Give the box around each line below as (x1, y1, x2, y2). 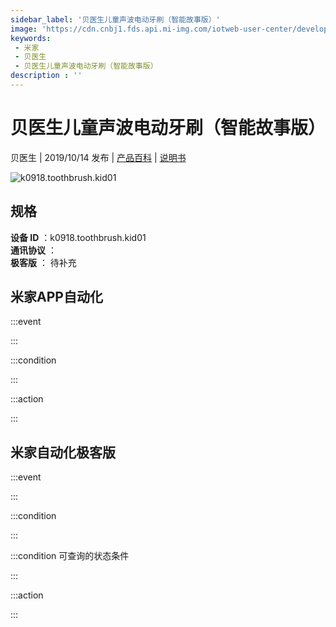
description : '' (10, 71, 83, 81)
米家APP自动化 (10, 289, 103, 306)
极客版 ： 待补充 (10, 256, 77, 268)
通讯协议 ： (10, 244, 57, 256)
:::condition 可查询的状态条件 (10, 550, 130, 562)
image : (10, 24, 38, 34)
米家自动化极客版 (10, 444, 116, 461)
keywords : (10, 33, 52, 43)
